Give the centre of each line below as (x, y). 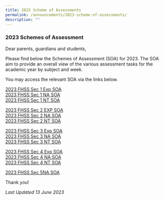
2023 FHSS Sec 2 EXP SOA (34, 110)
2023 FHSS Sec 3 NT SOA (33, 142)
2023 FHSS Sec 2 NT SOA (33, 121)
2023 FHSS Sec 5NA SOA (33, 172)
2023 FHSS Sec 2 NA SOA (33, 115)
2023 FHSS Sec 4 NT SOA (33, 162)
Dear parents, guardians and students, (46, 49)
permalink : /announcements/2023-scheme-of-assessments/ (66, 15)
